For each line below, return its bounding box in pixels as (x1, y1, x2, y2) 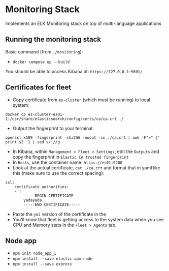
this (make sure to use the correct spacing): (12, 170, 105, 176)
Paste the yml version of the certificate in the (12, 211, 107, 217)
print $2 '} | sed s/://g (5, 139, 60, 144)
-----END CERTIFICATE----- (23, 202, 81, 207)
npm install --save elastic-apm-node (12, 256, 93, 261)
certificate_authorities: (14, 184, 70, 189)
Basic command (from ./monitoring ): (5, 48, 83, 54)
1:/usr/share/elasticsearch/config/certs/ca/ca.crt (5, 116, 117, 122)
